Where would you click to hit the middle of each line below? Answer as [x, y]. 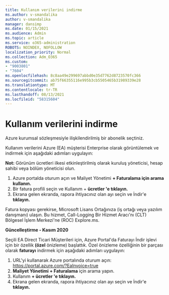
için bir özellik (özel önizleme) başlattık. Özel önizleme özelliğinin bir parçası [84, 245]
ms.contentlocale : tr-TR [31, 90]
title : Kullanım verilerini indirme [44, 10]
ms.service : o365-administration [40, 43]
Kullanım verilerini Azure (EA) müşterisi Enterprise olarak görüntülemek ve [82, 148]
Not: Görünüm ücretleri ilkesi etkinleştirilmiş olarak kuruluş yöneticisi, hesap [84, 163]
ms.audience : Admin [26, 33]
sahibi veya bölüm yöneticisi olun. [40, 168]
